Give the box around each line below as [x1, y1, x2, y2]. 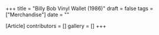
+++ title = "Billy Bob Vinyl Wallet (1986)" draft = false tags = [5, 5, 154, 12]
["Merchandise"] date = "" [5, 11, 69, 18]
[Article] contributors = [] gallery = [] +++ [5, 23, 107, 29]
